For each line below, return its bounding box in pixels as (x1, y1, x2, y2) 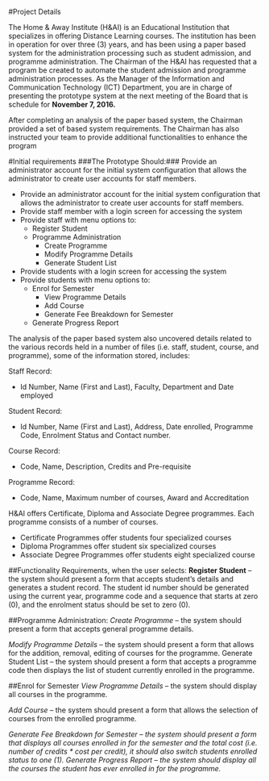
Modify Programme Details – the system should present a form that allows (8, 640, 255, 649)
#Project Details (8, 7, 62, 16)
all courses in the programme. (8, 690, 108, 699)
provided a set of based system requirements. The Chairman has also (8, 124, 240, 133)
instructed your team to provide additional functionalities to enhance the (8, 132, 248, 142)
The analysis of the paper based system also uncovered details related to (8, 334, 252, 343)
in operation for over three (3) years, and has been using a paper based (8, 40, 246, 49)
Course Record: (8, 446, 60, 455)
